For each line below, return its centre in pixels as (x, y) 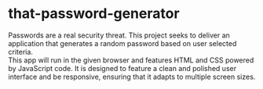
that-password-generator (94, 14)
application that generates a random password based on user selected (122, 43)
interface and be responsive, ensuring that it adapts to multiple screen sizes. (132, 77)
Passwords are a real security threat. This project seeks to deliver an (119, 35)
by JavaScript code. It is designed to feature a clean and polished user (122, 68)
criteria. (21, 52)
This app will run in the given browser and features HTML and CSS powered (131, 60)
